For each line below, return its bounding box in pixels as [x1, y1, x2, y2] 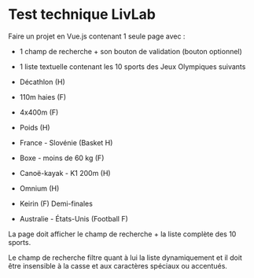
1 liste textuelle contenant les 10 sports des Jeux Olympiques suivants [19, 61, 246, 71]
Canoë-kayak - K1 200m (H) [19, 168, 112, 177]
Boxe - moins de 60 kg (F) [19, 153, 105, 163]
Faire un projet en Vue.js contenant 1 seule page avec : [8, 31, 186, 41]
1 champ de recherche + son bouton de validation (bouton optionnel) [19, 46, 242, 56]
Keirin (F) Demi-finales [19, 199, 93, 208]
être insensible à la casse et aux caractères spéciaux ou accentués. [8, 261, 228, 270]
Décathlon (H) [19, 77, 65, 86]
